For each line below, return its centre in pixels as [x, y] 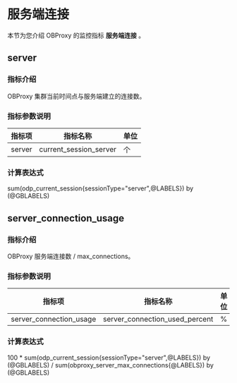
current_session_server [78, 149]
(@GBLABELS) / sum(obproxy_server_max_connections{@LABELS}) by [110, 365]
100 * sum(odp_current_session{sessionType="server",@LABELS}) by [109, 358]
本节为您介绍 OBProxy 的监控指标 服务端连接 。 [76, 35]
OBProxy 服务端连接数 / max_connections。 [71, 256]
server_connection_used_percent [158, 320]
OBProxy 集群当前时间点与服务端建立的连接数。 [77, 96]
